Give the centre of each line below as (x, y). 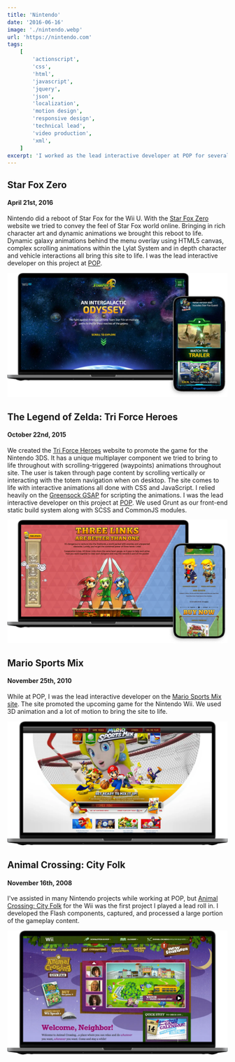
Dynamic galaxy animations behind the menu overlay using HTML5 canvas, (115, 240)
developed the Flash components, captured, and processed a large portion (115, 913)
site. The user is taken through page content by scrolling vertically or (106, 472)
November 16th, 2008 (40, 883)
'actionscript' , (56, 60)
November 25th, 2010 (40, 681)
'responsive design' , (64, 119)
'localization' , (56, 104)
